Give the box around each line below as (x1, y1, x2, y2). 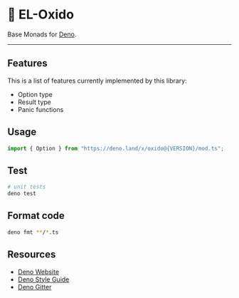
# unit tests (7, 183, 46, 191)
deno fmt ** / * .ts (7, 228, 59, 236)
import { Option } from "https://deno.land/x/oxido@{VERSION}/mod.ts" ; (7, 145, 224, 152)
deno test (7, 190, 37, 197)
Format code (7, 210, 65, 222)
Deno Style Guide (17, 274, 70, 284)
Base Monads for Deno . (7, 30, 77, 38)
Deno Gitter (17, 282, 52, 291)
